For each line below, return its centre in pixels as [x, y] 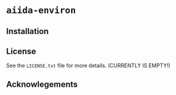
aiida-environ [41, 10]
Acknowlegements [42, 84]
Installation [27, 31]
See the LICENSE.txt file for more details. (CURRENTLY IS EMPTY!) [88, 66]
